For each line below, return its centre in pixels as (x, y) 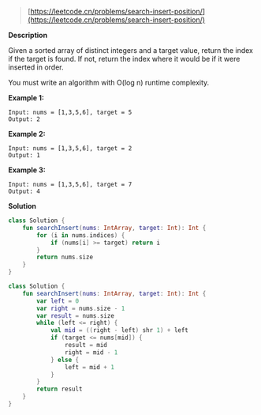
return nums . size (65, 257)
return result (60, 389)
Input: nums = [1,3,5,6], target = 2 (70, 149)
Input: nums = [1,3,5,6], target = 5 (70, 112)
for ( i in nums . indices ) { (81, 235)
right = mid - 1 (91, 352)
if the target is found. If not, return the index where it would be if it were (124, 59)
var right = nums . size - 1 (81, 308)
